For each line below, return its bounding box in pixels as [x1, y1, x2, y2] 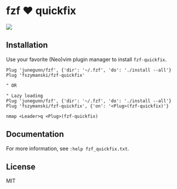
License [6, 161, 36, 171]
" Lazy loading [6, 93, 43, 99]
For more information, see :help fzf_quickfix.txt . [6, 145, 130, 152]
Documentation [6, 129, 64, 139]
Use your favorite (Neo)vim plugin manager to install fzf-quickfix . [6, 56, 167, 63]
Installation [6, 40, 48, 50]
